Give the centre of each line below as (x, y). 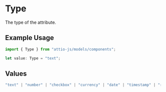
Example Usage (30, 38)
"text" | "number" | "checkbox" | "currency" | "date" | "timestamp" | (81, 85)
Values (16, 73)
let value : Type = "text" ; (33, 58)
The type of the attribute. (31, 22)
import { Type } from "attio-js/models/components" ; (61, 49)
